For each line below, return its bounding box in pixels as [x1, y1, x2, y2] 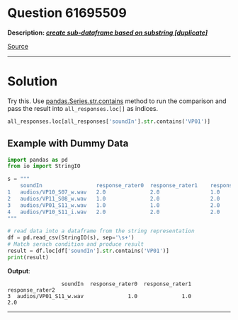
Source [7, 42, 28, 50]
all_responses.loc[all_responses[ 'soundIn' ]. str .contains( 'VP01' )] [7, 118, 211, 125]
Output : [7, 266, 30, 275]
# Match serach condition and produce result [7, 241, 144, 248]
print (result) [7, 254, 50, 261]
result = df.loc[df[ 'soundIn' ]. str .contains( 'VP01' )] [7, 247, 170, 255]
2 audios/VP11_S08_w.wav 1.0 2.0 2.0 [7, 195, 220, 202]
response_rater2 [7, 286, 55, 294]
